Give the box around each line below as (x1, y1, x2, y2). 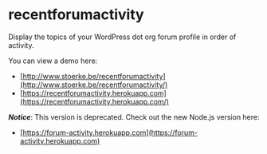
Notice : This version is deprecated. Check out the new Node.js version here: (8, 112, 261, 121)
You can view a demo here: (8, 56, 98, 65)
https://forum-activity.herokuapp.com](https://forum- (22, 128, 198, 137)
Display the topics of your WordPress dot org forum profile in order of (8, 32, 237, 41)
